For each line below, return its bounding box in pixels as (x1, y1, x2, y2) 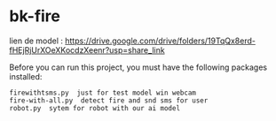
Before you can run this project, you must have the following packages (9, 62, 268, 72)
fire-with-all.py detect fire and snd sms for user (9, 95, 209, 105)
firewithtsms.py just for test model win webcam (9, 88, 197, 97)
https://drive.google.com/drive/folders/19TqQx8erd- (65, 35, 256, 46)
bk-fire (9, 6, 60, 26)
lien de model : (9, 35, 64, 46)
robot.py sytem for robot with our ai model (9, 103, 180, 112)
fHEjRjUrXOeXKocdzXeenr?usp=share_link (9, 44, 166, 55)
